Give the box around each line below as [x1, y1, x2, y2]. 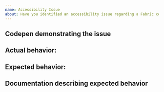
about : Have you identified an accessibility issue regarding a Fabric [5, 12, 154, 17]
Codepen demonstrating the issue [5, 30, 111, 38]
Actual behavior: [5, 46, 57, 55]
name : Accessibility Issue [5, 7, 60, 12]
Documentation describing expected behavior [5, 79, 148, 88]
